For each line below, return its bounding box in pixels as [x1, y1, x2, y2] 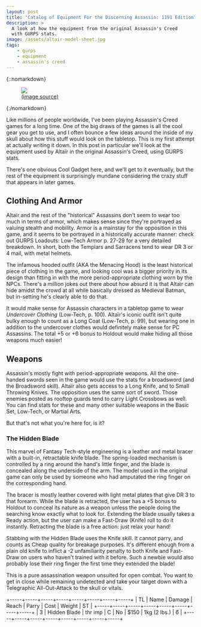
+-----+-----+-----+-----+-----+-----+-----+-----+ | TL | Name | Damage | [6, 596, 193, 603]
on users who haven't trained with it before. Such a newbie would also [20, 554, 194, 561]
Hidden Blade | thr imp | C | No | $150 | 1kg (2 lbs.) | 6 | [47, 608, 182, 616]
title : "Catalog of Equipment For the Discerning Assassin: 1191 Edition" [6, 14, 197, 20]
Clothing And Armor [6, 196, 83, 206]
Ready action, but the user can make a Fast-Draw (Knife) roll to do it [6, 517, 174, 524]
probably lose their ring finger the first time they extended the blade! [6, 560, 175, 567]
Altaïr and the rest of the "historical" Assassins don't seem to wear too [6, 212, 180, 219]
